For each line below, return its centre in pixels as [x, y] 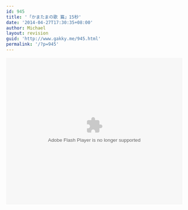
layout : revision [27, 33]
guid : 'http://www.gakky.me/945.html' [53, 39]
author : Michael [26, 28]
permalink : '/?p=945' [33, 45]
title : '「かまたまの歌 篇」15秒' [44, 17]
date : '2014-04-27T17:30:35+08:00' [50, 22]
